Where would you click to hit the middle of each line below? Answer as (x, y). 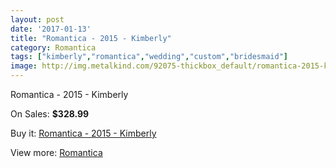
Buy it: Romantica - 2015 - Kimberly (83, 133)
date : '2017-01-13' (51, 29)
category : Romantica (53, 47)
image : (24, 66)
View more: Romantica (56, 152)
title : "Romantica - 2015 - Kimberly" (91, 38)
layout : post (37, 19)
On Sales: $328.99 (50, 114)
